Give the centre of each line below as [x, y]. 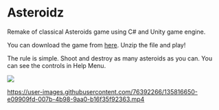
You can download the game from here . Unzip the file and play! [96, 45]
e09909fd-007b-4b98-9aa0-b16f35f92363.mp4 [76, 99]
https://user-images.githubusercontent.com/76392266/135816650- [102, 91]
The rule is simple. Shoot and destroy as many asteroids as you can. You [110, 58]
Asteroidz [36, 13]
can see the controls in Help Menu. [57, 65]
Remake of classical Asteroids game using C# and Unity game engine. [106, 32]
